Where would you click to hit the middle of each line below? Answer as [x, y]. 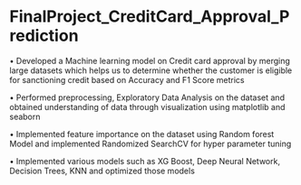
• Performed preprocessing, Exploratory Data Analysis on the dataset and [147, 97]
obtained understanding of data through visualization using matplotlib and [147, 106]
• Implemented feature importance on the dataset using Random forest [142, 134]
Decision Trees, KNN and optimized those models [102, 171]
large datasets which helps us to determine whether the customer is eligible [151, 70]
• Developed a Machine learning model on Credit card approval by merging [150, 60]
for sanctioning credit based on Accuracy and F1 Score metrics [127, 79]
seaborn [25, 116]
